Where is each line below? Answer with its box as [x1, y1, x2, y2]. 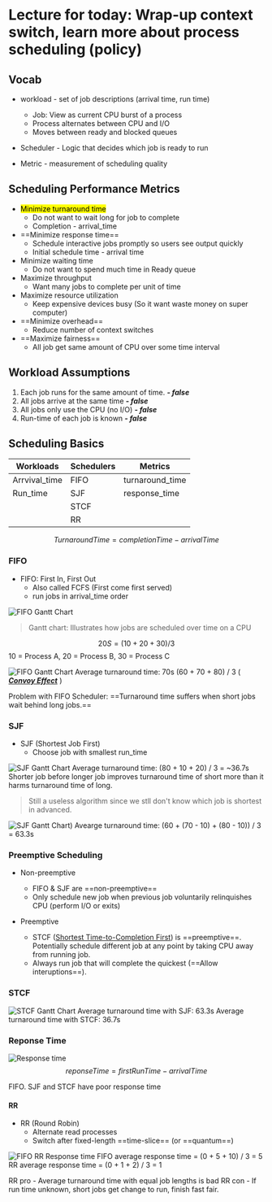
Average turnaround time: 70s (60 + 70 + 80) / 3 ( [74, 667, 241, 677]
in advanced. [28, 805, 72, 815]
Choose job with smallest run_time [32, 747, 148, 757]
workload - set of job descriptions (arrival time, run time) [19, 94, 210, 103]
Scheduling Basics [8, 437, 105, 451]
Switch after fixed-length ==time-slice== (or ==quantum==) [32, 1136, 234, 1146]
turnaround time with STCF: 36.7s [8, 1014, 121, 1024]
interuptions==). [32, 967, 87, 977]
